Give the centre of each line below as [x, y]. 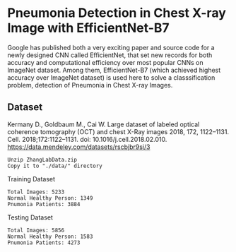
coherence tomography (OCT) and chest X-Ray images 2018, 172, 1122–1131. [118, 131]
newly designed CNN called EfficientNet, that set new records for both [110, 55]
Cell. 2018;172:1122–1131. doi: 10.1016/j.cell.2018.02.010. [87, 139]
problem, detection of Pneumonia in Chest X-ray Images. [90, 85]
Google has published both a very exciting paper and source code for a [111, 47]
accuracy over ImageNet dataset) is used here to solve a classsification [111, 77]
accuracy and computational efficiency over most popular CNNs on [105, 62]
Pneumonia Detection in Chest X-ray [117, 13]
